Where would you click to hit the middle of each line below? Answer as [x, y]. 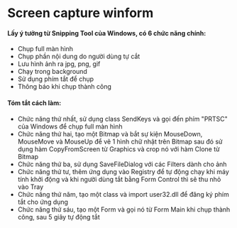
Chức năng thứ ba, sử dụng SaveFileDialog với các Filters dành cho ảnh [122, 164]
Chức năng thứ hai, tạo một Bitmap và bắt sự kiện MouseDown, [110, 134]
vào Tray [31, 187]
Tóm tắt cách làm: [34, 103]
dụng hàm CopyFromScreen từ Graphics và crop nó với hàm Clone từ [118, 149]
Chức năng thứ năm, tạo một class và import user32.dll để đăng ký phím [123, 194]
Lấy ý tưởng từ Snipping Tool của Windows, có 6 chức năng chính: [107, 33]
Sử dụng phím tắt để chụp [56, 79]
